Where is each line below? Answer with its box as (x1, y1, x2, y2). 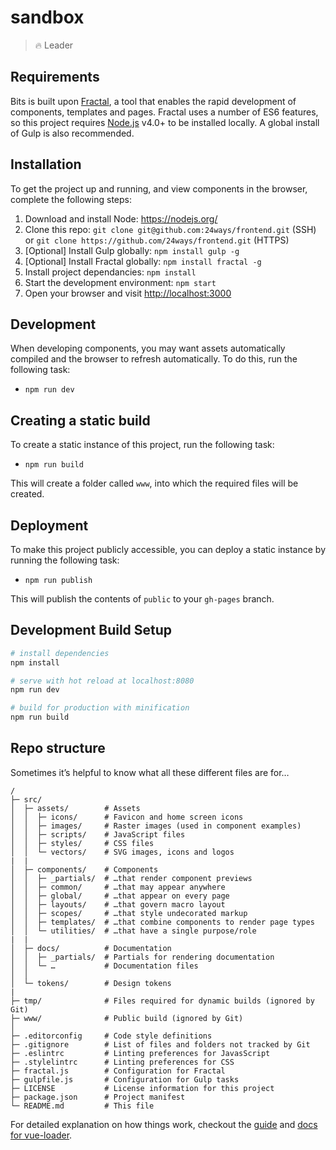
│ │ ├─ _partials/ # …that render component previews (10, 873, 253, 883)
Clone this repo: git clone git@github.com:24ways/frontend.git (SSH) (24, 223, 317, 235)
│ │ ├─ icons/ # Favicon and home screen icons (10, 812, 244, 822)
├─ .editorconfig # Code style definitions (10, 1031, 213, 1041)
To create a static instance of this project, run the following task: (10, 439, 275, 451)
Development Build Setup (10, 622, 173, 639)
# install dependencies (10, 648, 110, 658)
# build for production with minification (10, 703, 190, 713)
